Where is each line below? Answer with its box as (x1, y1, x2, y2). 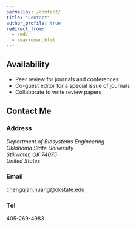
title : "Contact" (6, 15, 50, 21)
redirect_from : (6, 25, 45, 32)
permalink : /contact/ (6, 8, 61, 15)
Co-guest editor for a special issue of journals (15, 82, 131, 89)
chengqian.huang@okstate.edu (6, 186, 85, 193)
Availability (6, 59, 50, 70)
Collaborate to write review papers (15, 88, 102, 96)
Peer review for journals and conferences (15, 75, 119, 82)
